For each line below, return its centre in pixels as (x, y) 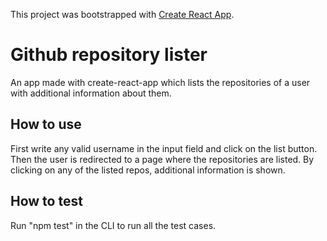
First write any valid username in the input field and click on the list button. (164, 148)
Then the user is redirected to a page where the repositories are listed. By (162, 159)
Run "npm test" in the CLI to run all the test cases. (113, 225)
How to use (46, 124)
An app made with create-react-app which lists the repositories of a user (160, 82)
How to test (46, 201)
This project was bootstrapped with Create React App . (122, 14)
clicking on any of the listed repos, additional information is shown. (148, 170)
